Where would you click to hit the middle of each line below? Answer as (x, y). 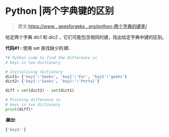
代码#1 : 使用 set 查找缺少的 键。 (39, 48)
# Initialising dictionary (34, 72)
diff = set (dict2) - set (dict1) (40, 91)
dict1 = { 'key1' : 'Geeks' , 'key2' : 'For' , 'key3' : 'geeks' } (66, 76)
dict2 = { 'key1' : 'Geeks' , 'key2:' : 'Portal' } (52, 81)
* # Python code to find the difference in (51, 57)
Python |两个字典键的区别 (60, 11)
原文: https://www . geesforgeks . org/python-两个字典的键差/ (82, 26)
